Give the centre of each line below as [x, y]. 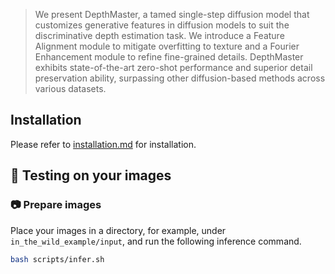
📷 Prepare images [56, 205]
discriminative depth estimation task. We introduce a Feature [159, 35]
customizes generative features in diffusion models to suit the [162, 25]
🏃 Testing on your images [91, 175]
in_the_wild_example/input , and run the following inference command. [156, 241]
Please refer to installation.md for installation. [103, 144]
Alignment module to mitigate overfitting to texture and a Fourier [167, 46]
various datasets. [70, 88]
